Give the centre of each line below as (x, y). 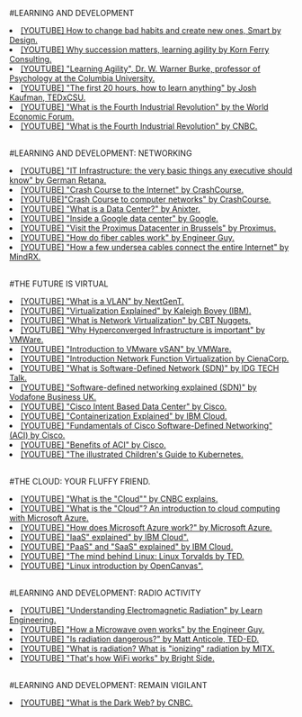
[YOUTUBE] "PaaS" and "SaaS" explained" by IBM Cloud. (127, 547)
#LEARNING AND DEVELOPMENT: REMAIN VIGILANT (108, 685)
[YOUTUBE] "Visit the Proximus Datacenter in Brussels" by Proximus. (149, 228)
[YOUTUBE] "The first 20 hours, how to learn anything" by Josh (139, 88)
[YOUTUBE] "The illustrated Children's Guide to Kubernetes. (133, 454)
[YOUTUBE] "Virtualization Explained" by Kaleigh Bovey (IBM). (136, 311)
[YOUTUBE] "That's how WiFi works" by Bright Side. (118, 658)
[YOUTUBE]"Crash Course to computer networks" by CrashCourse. (146, 199)
